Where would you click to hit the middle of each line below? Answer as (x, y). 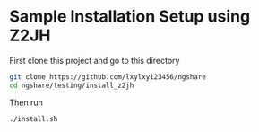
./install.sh (34, 119)
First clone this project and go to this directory (95, 60)
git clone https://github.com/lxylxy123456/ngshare (108, 77)
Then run (26, 102)
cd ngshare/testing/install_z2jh (72, 85)
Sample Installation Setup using (130, 17)
